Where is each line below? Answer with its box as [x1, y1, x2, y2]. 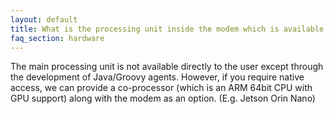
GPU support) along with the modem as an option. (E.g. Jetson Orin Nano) [10, 92, 316, 105]
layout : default [10, 14, 78, 25]
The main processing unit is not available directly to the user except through [10, 61, 324, 73]
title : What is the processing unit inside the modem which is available [10, 24, 325, 34]
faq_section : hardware [10, 33, 105, 43]
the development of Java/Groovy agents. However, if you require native [10, 71, 305, 83]
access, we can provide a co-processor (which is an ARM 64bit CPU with [10, 82, 313, 94]
